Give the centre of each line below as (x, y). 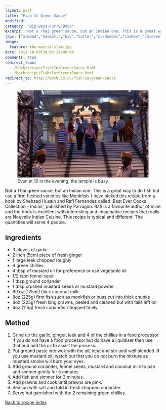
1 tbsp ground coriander (37, 281)
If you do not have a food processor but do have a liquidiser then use (83, 340)
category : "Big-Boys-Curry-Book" (40, 26)
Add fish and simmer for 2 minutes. (48, 377)
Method (18, 323)
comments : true (21, 57)
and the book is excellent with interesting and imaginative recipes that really (82, 211)
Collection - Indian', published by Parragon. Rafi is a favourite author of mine (83, 206)
